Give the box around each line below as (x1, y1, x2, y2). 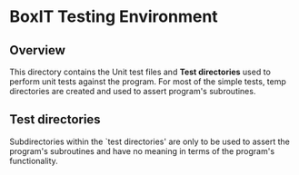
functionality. (9, 155, 59, 166)
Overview (9, 43, 66, 58)
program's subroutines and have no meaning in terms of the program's (9, 145, 275, 156)
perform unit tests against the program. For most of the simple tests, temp (9, 76, 286, 87)
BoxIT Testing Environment (9, 6, 218, 27)
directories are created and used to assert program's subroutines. (9, 86, 256, 96)
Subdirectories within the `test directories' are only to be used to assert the (9, 136, 291, 147)
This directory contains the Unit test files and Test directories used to (9, 66, 271, 77)
